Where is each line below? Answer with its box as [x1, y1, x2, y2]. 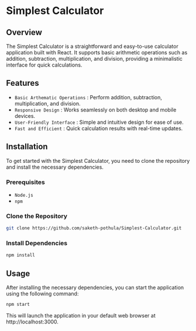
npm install [6, 252, 35, 258]
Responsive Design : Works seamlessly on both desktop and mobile [14, 106, 177, 113]
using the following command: [6, 290, 79, 297]
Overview [6, 27, 43, 37]
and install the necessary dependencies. [6, 163, 104, 170]
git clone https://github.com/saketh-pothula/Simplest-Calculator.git [6, 225, 182, 231]
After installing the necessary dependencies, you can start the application [6, 284, 184, 291]
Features [6, 78, 39, 88]
